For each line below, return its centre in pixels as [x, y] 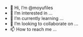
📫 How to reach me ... [33, 29]
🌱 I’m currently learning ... [37, 18]
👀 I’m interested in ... [31, 13]
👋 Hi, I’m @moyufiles [31, 8]
